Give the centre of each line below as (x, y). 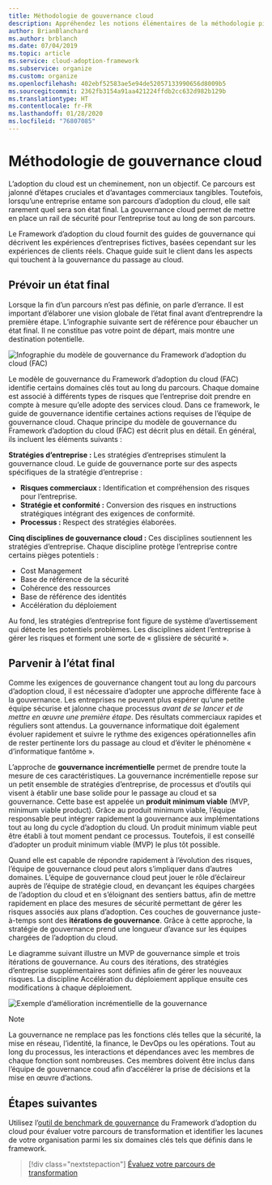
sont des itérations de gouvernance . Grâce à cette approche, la (145, 920)
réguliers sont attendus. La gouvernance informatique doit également (124, 726)
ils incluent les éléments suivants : (66, 439)
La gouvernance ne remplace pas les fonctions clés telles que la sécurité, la (135, 1035)
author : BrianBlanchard (49, 31)
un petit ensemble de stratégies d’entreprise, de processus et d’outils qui (130, 784)
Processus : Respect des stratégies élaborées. (98, 522)
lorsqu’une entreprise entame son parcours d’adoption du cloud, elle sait (130, 201)
